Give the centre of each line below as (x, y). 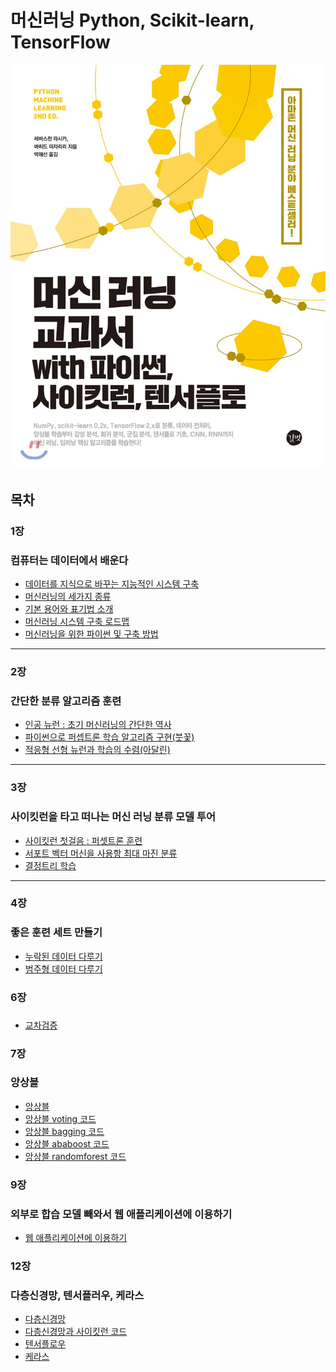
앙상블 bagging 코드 (64, 1131)
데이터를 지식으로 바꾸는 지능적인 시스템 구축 (112, 584)
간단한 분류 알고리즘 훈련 (66, 701)
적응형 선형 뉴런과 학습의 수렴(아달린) (97, 750)
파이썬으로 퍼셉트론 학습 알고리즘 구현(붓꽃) (109, 737)
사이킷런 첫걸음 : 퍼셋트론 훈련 (83, 840)
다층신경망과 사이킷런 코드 (76, 1332)
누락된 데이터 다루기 (63, 956)
